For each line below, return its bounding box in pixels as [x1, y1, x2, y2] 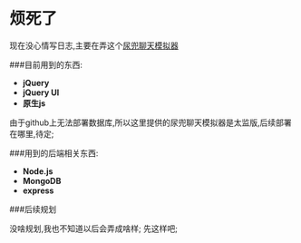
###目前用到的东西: [9, 59, 83, 70]
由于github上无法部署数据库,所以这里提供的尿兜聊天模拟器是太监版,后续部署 [9, 117, 292, 128]
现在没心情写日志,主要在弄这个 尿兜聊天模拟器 [9, 40, 180, 51]
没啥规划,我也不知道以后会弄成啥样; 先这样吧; [9, 223, 179, 234]
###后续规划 [9, 203, 57, 214]
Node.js [22, 165, 53, 177]
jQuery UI [22, 87, 60, 98]
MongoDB [22, 175, 62, 186]
